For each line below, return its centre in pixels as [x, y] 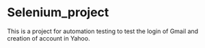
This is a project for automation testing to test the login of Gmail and [103, 31]
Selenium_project [58, 13]
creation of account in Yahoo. [49, 38]
